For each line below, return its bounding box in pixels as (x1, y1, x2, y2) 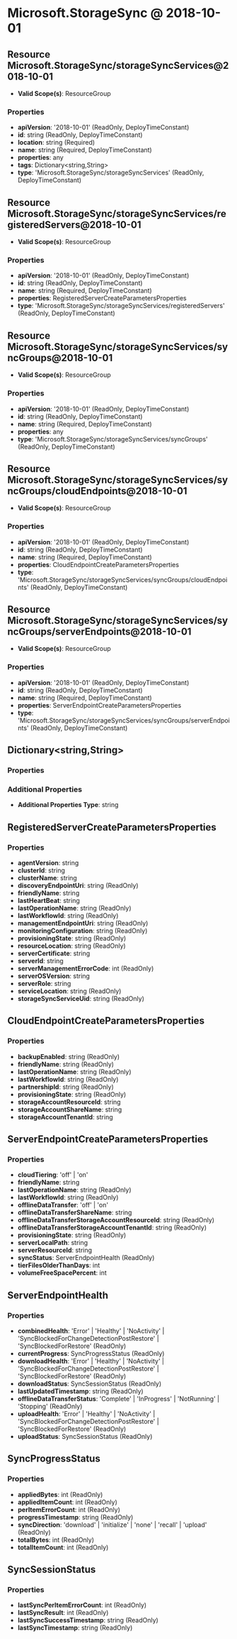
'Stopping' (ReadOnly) (17, 1402, 83, 1410)
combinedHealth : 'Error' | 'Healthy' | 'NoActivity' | (17, 1327, 165, 1335)
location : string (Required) (17, 138, 96, 147)
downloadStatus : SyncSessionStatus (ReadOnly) (17, 1379, 162, 1388)
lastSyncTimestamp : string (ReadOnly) (17, 1623, 133, 1632)
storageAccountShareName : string (17, 1105, 122, 1114)
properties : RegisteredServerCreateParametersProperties (17, 294, 187, 302)
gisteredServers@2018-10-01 (7, 219, 141, 231)
